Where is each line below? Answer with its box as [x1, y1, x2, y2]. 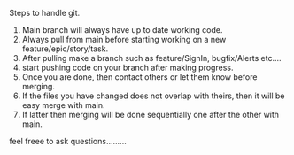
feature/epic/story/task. [21, 43, 109, 54]
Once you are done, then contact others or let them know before [21, 72, 258, 82]
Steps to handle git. [9, 8, 81, 18]
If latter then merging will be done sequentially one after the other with [21, 110, 280, 120]
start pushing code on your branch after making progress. [21, 62, 234, 73]
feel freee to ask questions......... [9, 136, 127, 146]
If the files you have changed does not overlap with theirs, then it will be [21, 90, 285, 101]
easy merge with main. [21, 100, 105, 110]
